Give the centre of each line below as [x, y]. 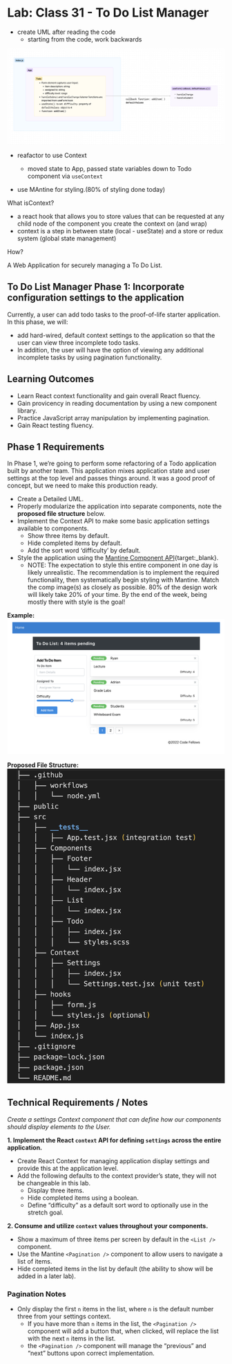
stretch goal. [45, 1212]
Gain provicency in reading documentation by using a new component [117, 403]
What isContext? [31, 203]
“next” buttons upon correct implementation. [91, 1353]
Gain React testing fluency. [56, 425]
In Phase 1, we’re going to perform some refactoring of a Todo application [112, 464]
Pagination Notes [37, 1294]
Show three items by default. [68, 536]
